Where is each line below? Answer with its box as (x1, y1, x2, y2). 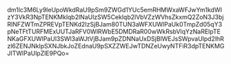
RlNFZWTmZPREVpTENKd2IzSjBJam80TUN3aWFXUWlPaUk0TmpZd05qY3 (7, 20, 223, 28)
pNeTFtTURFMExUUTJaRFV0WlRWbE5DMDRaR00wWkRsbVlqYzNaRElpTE (7, 27, 221, 35)
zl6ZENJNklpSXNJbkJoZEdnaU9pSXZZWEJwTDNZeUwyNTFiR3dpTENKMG (7, 42, 225, 50)
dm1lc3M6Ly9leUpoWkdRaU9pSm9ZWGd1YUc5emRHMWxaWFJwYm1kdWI (7, 6, 223, 14)
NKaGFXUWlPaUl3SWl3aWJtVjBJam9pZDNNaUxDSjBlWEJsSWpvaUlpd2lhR (7, 35, 224, 43)
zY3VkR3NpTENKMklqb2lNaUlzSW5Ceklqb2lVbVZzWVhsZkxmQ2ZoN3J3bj (7, 13, 224, 21)
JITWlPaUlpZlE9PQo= (7, 49, 70, 57)
